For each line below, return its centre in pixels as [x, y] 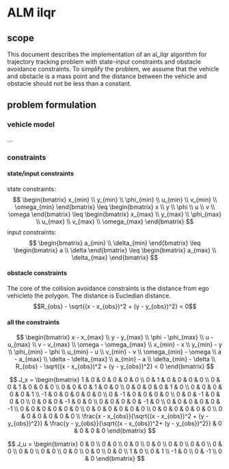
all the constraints [33, 322]
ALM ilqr [31, 13]
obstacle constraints [37, 273]
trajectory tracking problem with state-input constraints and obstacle [104, 62]
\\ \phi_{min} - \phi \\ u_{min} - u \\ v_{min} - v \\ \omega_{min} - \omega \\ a [115, 352]
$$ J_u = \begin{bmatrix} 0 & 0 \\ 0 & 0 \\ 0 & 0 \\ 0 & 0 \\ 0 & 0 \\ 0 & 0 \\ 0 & [115, 444]
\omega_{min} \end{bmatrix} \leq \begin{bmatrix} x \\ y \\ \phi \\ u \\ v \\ [115, 206]
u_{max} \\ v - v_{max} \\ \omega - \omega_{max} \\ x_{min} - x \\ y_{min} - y [115, 345]
